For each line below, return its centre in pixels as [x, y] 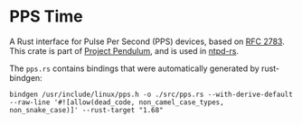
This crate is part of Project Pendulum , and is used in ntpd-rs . [124, 50]
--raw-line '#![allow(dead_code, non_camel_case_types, [117, 102]
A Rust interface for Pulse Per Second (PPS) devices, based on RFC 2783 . [147, 41]
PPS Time [46, 17]
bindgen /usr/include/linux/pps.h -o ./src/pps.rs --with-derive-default [151, 94]
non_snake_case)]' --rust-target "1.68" [87, 110]
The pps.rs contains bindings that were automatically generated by [134, 68]
